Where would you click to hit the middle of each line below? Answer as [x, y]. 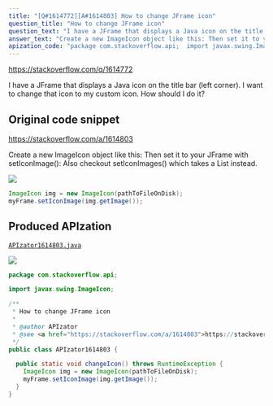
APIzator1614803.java [45, 245]
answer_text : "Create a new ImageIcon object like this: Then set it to [134, 39]
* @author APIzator [45, 326]
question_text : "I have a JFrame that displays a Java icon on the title [136, 31]
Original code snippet [64, 119]
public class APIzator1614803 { [63, 349]
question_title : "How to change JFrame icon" [87, 24]
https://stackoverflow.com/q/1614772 [71, 69]
